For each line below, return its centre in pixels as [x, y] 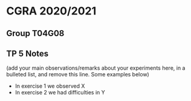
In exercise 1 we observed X [50, 86]
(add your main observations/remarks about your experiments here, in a [96, 68]
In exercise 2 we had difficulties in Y [60, 93]
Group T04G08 [35, 33]
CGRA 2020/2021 [51, 11]
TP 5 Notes [28, 53]
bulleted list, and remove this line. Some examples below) [78, 75]
